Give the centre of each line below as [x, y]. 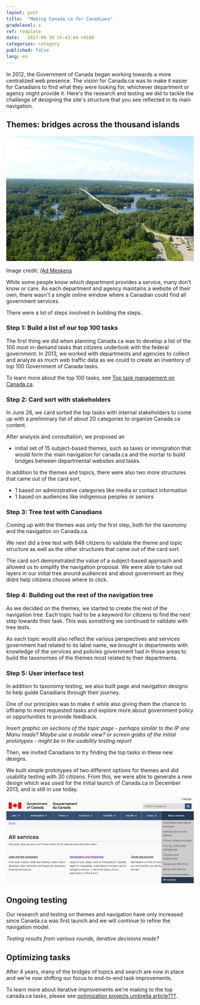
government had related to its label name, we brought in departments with [97, 645]
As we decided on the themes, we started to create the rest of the [87, 608]
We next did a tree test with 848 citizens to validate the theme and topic [94, 543]
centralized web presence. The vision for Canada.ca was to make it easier [97, 80]
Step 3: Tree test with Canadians [54, 512]
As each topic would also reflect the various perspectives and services [93, 639]
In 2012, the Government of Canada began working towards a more [89, 74]
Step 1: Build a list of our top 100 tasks [62, 328]
